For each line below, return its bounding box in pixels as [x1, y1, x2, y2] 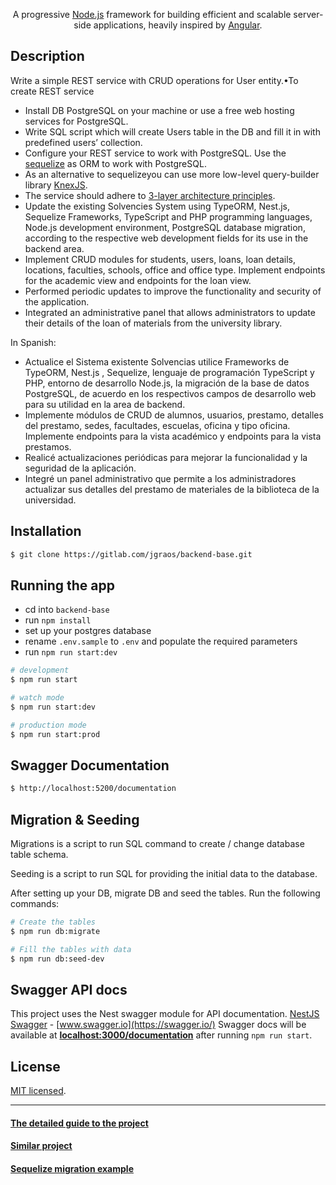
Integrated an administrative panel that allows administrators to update [24, 306, 316, 318]
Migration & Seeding [10, 811, 140, 828]
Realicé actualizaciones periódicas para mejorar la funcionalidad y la [24, 451, 308, 463]
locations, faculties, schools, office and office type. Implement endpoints [24, 264, 326, 276]
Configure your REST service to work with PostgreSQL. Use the [24, 147, 287, 159]
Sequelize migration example [10, 1162, 134, 1174]
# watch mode [10, 693, 65, 703]
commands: [10, 898, 60, 910]
